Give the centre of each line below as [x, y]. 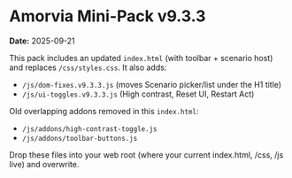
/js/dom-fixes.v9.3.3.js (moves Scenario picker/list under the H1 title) [151, 84]
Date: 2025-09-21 [42, 41]
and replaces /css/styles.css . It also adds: [88, 67]
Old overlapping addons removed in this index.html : [104, 111]
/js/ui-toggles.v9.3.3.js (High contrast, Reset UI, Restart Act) [138, 94]
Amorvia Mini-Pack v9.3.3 [108, 16]
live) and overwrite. [44, 164]
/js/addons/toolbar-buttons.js [80, 138]
